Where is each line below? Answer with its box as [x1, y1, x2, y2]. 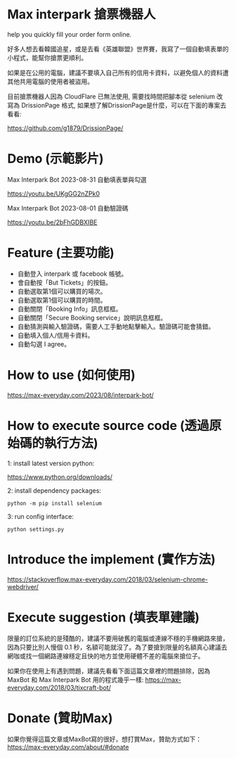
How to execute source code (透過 [7, 417, 209, 434]
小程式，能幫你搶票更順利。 [7, 53, 88, 62]
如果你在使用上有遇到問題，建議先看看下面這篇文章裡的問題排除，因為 [7, 667, 211, 675]
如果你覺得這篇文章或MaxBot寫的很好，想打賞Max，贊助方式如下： [7, 735, 202, 743]
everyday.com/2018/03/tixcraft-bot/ [7, 683, 111, 692]
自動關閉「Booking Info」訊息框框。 [17, 304, 122, 313]
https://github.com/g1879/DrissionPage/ [7, 124, 124, 132]
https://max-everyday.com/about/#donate [7, 743, 129, 751]
